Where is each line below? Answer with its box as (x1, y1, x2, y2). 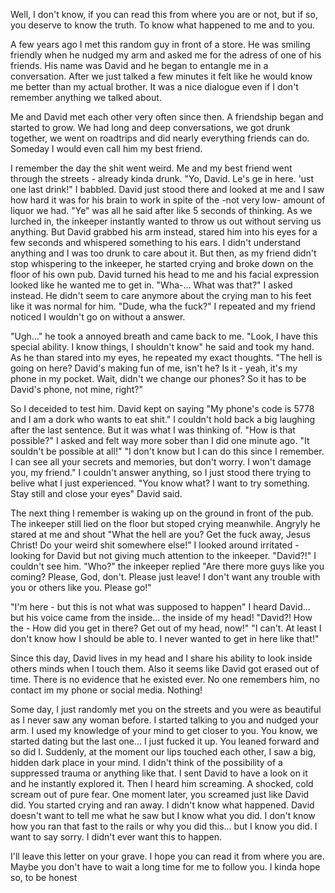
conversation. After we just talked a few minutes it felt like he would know (10, 70, 313, 82)
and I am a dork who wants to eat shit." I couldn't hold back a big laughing (10, 414, 316, 425)
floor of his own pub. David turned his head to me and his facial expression (10, 269, 320, 280)
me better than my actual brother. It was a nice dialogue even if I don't (10, 81, 299, 93)
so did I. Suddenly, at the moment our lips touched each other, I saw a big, (10, 746, 317, 758)
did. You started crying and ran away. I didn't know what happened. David (10, 799, 315, 811)
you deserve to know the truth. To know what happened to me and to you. (10, 19, 315, 31)
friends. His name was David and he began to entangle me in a (10, 60, 269, 71)
